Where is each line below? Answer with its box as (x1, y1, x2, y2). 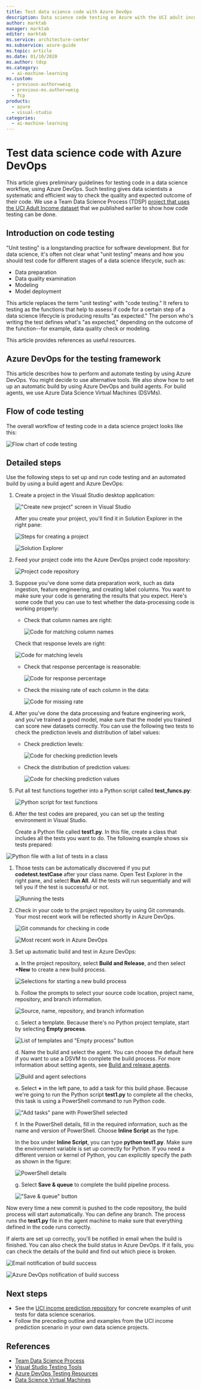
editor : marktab (6, 31, 47, 37)
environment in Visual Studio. (14, 817, 87, 824)
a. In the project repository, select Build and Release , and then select (14, 960, 185, 967)
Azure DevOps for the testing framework (6, 354, 162, 364)
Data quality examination (14, 274, 77, 282)
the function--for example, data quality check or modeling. (6, 325, 151, 332)
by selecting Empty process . (14, 1025, 87, 1033)
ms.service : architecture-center (6, 37, 90, 43)
